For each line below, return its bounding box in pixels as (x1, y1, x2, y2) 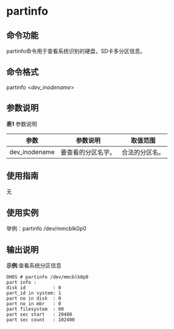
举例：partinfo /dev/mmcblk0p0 (6, 225, 87, 233)
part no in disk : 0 (6, 295, 62, 302)
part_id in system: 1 (6, 290, 62, 297)
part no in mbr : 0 (6, 301, 62, 307)
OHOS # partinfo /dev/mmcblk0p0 (6, 274, 89, 280)
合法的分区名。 (121, 148, 165, 156)
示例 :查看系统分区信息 (6, 262, 62, 269)
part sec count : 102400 (6, 317, 75, 323)
